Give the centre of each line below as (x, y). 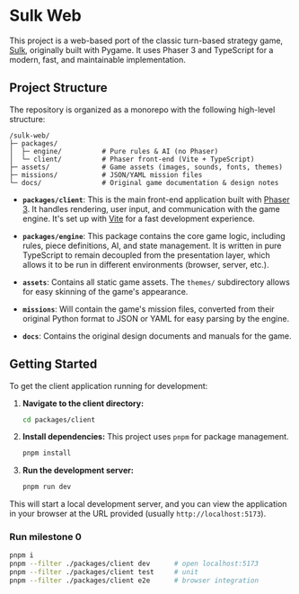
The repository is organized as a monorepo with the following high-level (142, 110)
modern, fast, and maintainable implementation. (98, 59)
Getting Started (53, 364)
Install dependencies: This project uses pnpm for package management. (155, 437)
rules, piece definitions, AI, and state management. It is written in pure (152, 245)
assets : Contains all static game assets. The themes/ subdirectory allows (156, 282)
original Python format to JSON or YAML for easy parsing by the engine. (156, 318)
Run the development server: (78, 470)
